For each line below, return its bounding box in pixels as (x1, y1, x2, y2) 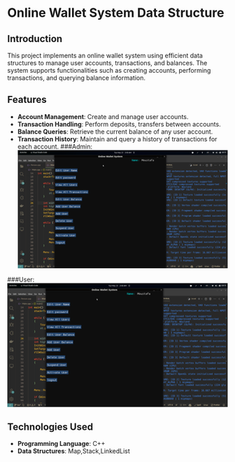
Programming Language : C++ (17, 440, 106, 448)
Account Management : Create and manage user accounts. (17, 112, 189, 120)
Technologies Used (7, 421, 93, 433)
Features (7, 94, 47, 106)
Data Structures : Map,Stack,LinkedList (17, 447, 131, 456)
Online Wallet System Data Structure (7, 5, 225, 21)
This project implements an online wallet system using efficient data (7, 51, 203, 59)
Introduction (7, 33, 63, 45)
